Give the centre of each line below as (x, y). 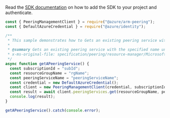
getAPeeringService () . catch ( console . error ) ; (53, 110)
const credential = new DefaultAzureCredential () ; (64, 83)
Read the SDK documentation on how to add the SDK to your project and (81, 7)
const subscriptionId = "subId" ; (45, 68)
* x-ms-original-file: (31, 54)
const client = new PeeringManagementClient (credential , (71, 87)
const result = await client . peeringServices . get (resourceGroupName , (84, 92)
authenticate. (19, 13)
